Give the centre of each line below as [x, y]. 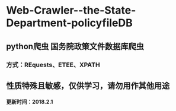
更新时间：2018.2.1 [30, 102]
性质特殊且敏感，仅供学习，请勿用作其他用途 [88, 86]
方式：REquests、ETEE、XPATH [53, 65]
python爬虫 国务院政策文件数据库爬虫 [75, 46]
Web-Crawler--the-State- [71, 10]
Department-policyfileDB [70, 23]
